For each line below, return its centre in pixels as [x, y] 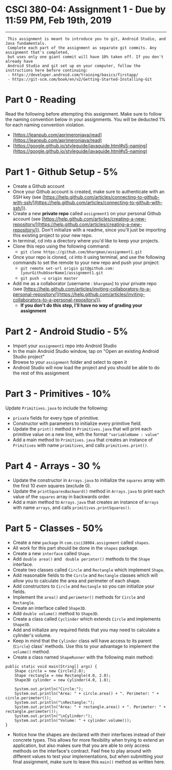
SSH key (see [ [28, 197]
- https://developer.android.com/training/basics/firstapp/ [73, 75]
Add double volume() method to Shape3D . [56, 613]
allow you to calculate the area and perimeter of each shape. [77, 580]
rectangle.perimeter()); [32, 711]
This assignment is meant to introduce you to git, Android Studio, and [87, 39]
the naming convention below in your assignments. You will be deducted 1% [85, 119]
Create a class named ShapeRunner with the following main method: [83, 657]
